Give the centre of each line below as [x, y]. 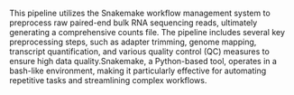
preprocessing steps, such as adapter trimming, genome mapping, [133, 42]
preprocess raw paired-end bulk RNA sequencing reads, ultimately [133, 23]
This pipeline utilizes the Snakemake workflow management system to [140, 13]
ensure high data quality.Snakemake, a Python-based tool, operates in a [143, 61]
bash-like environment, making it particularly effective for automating [138, 71]
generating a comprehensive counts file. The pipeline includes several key [147, 32]
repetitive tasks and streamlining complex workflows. [108, 80]
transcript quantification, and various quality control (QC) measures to [140, 52]
